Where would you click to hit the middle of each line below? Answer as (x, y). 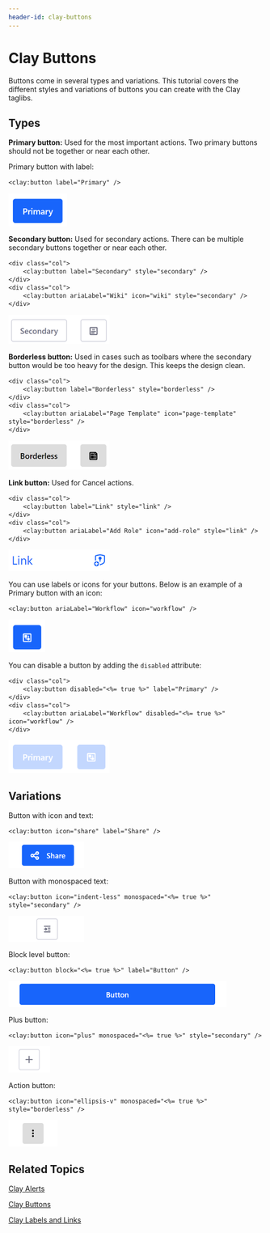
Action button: (32, 1086)
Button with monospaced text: (59, 881)
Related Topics (46, 1169)
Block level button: (39, 955)
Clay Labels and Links (45, 1220)
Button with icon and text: (51, 816)
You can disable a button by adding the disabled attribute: (105, 665)
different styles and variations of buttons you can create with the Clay (124, 89)
